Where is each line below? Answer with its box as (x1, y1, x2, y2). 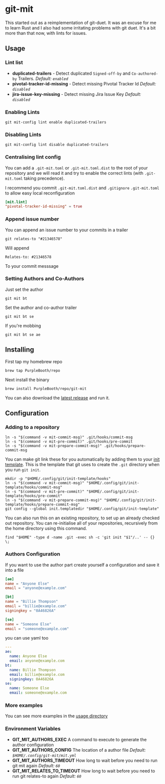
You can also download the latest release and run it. (5, 394, 110, 401)
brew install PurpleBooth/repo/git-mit (5, 386, 87, 391)
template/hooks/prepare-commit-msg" (5, 502, 80, 507)
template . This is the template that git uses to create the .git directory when (5, 462, 160, 468)
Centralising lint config (5, 154, 61, 161)
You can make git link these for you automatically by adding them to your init (5, 456, 160, 462)
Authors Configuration (5, 551, 60, 558)
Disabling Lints (5, 131, 42, 138)
